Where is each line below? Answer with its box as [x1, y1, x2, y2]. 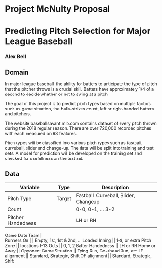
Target [56, 195, 71, 202]
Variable [20, 184, 40, 190]
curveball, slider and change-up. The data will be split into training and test [5, 145, 154, 151]
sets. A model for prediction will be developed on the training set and [5, 150, 142, 156]
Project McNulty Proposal [5, 3, 110, 15]
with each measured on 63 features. [5, 131, 77, 137]
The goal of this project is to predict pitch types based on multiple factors [5, 101, 151, 107]
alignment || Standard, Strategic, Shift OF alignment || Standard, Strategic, [5, 253, 152, 259]
